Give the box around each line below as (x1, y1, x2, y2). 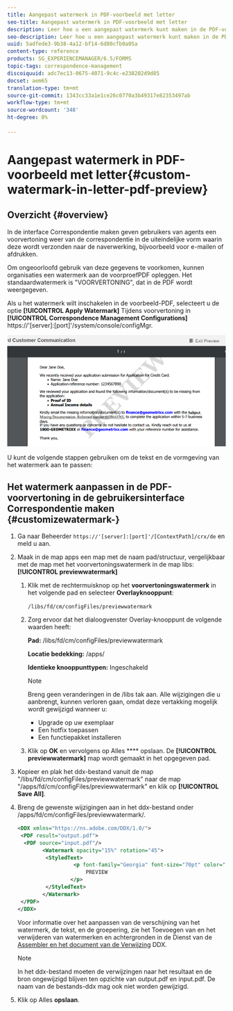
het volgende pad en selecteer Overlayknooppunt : (27, 588, 174, 597)
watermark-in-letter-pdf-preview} (7, 181, 209, 197)
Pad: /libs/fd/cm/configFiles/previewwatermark (27, 636, 163, 645)
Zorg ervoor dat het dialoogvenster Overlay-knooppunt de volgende (27, 615, 222, 624)
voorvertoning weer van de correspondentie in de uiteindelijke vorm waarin (7, 235, 222, 243)
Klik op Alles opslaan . (17, 995, 80, 1004)
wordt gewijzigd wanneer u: (27, 705, 107, 713)
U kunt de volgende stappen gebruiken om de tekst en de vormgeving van (7, 453, 220, 462)
